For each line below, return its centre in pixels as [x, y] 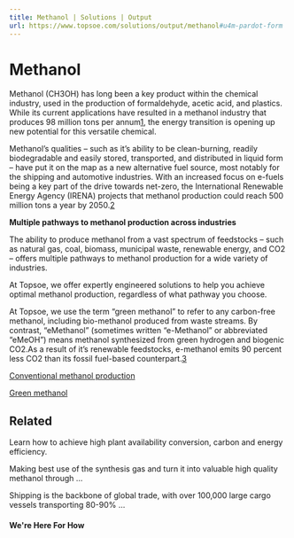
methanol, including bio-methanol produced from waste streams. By [134, 321]
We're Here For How [47, 525]
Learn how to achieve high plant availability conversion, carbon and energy [146, 442]
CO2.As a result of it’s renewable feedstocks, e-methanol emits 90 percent [145, 349]
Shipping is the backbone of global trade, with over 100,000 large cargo [140, 495]
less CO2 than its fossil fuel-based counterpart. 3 [98, 359]
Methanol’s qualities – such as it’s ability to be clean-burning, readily [134, 149]
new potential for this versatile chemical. [83, 132]
